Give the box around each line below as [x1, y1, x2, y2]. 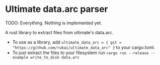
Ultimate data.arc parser [5, 3, 108, 15]
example [12, 55, 28, 60]
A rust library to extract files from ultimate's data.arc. [5, 29, 113, 35]
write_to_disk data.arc [30, 55, 80, 60]
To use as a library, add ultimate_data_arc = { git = [12, 39, 122, 45]
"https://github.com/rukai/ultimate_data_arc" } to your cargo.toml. [12, 44, 155, 50]
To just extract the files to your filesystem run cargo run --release [12, 50, 149, 56]
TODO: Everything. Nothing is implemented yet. [5, 20, 102, 26]
